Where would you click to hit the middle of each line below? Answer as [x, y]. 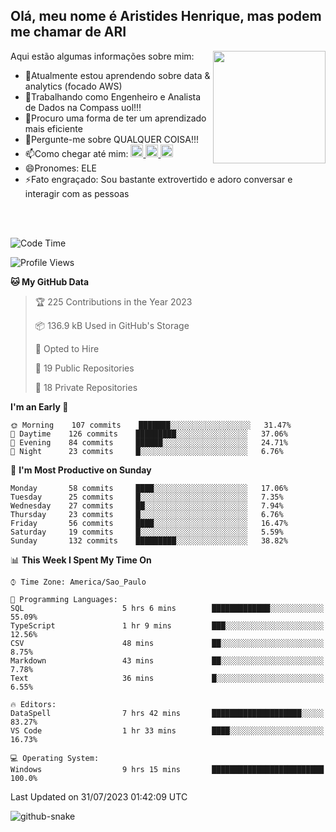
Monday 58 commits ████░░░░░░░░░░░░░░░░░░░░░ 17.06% [149, 488]
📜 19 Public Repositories [84, 368]
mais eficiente [53, 128]
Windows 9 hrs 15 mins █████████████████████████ [167, 769]
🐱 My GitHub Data [50, 281]
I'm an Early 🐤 [39, 406]
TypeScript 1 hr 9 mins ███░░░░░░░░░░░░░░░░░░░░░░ [167, 625]
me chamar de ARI [68, 32]
